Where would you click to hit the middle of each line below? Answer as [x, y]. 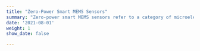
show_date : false [28, 34]
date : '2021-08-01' [30, 23]
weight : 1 [18, 28]
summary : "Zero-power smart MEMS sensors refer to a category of [89, 17]
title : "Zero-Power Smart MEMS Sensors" [57, 12]
